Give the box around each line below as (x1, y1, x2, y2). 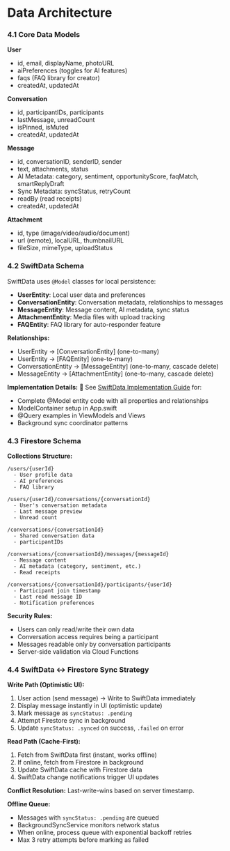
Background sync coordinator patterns (17, 418, 129, 427)
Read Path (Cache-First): (7, 737, 81, 746)
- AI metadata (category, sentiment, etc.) (13, 563, 141, 570)
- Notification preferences (13, 599, 95, 607)
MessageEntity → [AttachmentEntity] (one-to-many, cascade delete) (17, 369, 214, 378)
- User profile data (13, 472, 73, 479)
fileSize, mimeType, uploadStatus (17, 244, 113, 252)
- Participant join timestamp (13, 588, 101, 595)
